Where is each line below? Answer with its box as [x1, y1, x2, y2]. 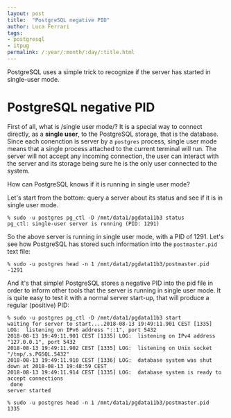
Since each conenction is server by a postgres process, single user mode [7, 137, 217, 146]
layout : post [7, 10, 45, 17]
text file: [7, 247, 31, 255]
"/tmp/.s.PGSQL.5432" [7, 351, 70, 358]
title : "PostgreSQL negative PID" [7, 17, 110, 24]
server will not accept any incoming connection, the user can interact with [7, 152, 219, 160]
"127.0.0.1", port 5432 [7, 338, 76, 345]
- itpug [7, 42, 30, 49]
